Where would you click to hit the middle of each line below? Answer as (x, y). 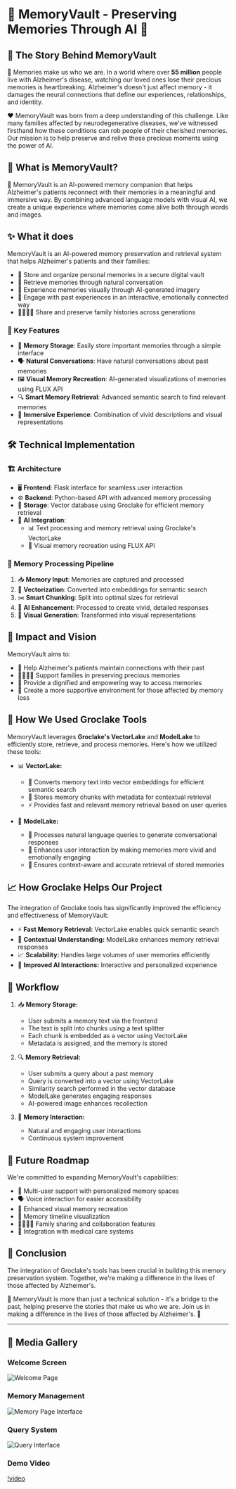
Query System (32, 1429)
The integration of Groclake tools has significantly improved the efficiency (114, 908)
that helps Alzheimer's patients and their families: (79, 261)
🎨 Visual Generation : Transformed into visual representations (107, 615)
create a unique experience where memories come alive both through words (118, 207)
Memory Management (46, 1396)
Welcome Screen (37, 1362)
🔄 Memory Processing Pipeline (61, 563)
